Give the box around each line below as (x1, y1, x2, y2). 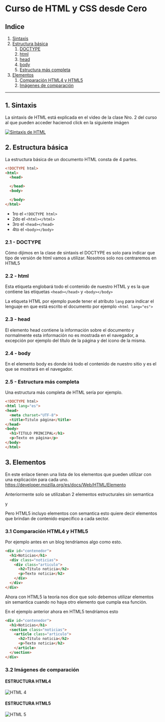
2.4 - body (5, 350, 31, 357)
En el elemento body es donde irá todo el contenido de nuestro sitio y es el (5, 361, 157, 366)
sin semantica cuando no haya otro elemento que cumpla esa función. (5, 599, 147, 605)
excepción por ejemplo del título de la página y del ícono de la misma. (5, 337, 146, 343)
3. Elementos (5, 458, 46, 467)
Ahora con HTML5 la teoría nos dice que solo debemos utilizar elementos (5, 594, 154, 600)
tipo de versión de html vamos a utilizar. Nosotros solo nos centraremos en (5, 255, 157, 261)
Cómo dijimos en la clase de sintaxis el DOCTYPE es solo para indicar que (5, 250, 155, 256)
